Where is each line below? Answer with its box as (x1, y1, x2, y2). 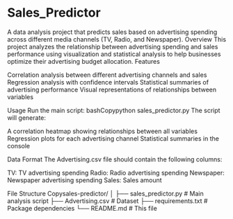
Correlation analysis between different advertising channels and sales (7, 71, 207, 79)
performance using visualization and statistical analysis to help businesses (7, 50, 221, 58)
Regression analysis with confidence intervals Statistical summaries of (7, 78, 209, 86)
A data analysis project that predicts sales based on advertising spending (7, 28, 218, 36)
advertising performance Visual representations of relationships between (7, 85, 217, 94)
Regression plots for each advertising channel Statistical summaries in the (7, 134, 219, 143)
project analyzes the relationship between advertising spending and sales (7, 42, 218, 51)
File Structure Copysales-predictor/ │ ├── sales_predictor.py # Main (7, 189, 204, 198)
